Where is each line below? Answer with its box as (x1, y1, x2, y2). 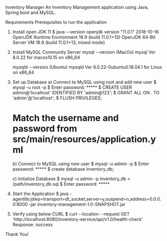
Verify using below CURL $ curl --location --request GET (12, 211, 130, 217)
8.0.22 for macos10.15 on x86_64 (12, 54, 80, 60)
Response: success (12, 222, 53, 228)
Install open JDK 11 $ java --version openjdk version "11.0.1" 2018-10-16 (12, 29, 159, 34)
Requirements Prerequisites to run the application (5, 19, 107, 25)
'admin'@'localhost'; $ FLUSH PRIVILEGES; (12, 95, 102, 101)
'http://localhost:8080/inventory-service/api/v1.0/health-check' (12, 216, 143, 222)
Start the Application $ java (12, 191, 69, 197)
